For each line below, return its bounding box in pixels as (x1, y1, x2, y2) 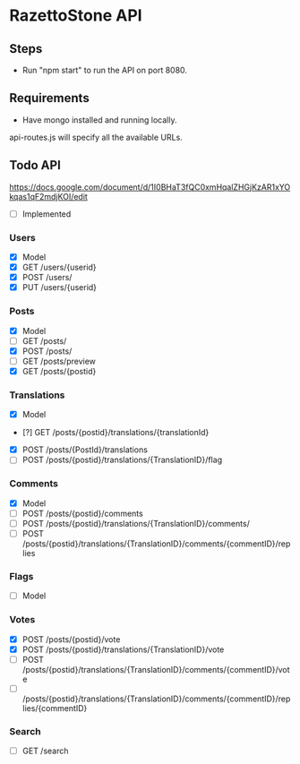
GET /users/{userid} (21, 262, 97, 273)
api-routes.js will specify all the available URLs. (9, 132, 184, 142)
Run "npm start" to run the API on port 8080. (21, 64, 188, 75)
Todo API (9, 158, 61, 173)
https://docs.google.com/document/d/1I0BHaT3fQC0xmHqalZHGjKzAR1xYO (9, 181, 291, 193)
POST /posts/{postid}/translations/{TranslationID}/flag (21, 454, 222, 466)
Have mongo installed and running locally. (21, 114, 177, 125)
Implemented (21, 208, 72, 219)
